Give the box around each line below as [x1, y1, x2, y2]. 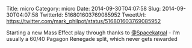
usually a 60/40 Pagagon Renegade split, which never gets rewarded [6, 36, 178, 42]
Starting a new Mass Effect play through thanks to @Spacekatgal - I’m [6, 29, 181, 36]
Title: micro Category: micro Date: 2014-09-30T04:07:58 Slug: [6, 5, 161, 12]
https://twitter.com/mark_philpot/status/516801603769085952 [6, 18, 161, 24]
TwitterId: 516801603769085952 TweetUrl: [39, 11, 146, 18]
